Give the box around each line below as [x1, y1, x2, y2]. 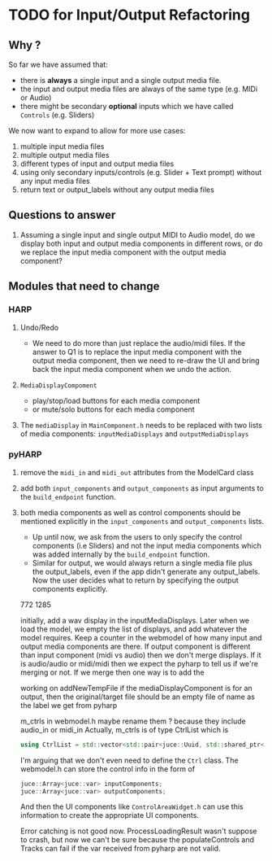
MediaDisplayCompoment [19, 381, 97, 390]
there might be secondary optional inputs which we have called [19, 102, 234, 111]
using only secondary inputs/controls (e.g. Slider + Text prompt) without [19, 168, 262, 177]
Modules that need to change [8, 279, 160, 294]
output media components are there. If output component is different [19, 641, 251, 651]
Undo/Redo [19, 322, 59, 332]
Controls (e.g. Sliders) [19, 110, 95, 120]
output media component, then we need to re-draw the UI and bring [32, 356, 260, 365]
